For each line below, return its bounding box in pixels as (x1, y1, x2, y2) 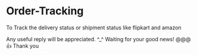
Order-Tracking (6, 4, 84, 18)
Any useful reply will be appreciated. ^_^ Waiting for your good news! (6, 35, 174, 42)
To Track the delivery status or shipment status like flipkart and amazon (6, 24, 182, 31)
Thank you (12, 42, 39, 49)
